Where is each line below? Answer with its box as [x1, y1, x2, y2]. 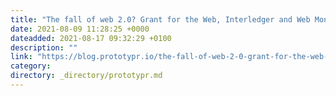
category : [10, 61, 52, 71]
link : [10, 52, 33, 62]
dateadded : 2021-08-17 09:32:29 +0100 [10, 33, 172, 43]
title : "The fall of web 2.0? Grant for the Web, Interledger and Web [10, 14, 311, 25]
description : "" [10, 42, 78, 53]
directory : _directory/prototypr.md [10, 71, 163, 81]
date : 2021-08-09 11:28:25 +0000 [10, 24, 150, 34]
